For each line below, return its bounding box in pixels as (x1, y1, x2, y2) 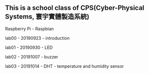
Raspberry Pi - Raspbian (5, 26, 54, 31)
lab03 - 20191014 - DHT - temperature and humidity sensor (5, 63, 124, 69)
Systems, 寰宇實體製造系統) (5, 13, 90, 21)
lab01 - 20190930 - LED (5, 44, 53, 50)
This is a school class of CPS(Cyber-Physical (5, 4, 145, 12)
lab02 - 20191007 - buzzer (5, 54, 58, 59)
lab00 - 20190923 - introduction (5, 35, 70, 41)
